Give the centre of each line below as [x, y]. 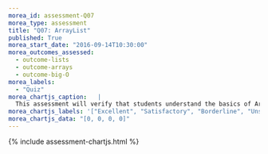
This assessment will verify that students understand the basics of [133, 104]
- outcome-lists [42, 60]
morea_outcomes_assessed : [51, 52]
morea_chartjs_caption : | [55, 97]
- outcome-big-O [42, 75]
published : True [35, 38]
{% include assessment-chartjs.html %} [74, 141]
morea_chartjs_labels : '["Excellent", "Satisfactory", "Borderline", [126, 112]
